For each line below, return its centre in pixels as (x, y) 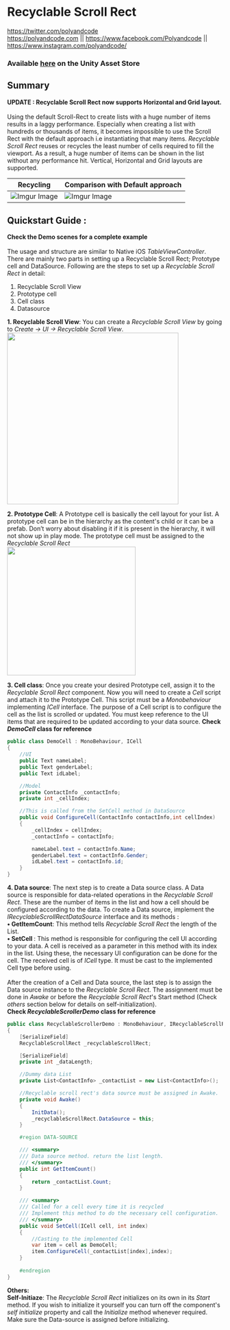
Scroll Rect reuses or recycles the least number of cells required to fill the (111, 145)
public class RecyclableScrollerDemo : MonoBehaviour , (87, 1024)
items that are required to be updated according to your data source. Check (114, 722)
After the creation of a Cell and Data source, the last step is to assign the (110, 983)
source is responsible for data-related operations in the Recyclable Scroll (110, 895)
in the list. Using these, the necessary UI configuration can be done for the (112, 953)
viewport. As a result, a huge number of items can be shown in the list (105, 153)
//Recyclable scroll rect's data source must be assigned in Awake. (119, 1093)
